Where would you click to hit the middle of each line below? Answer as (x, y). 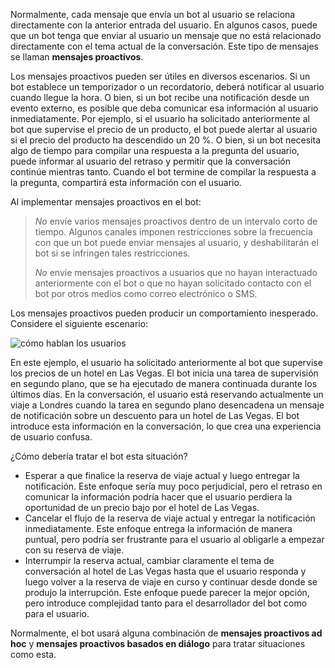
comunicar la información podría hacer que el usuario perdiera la (158, 497)
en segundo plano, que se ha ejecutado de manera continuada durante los (164, 383)
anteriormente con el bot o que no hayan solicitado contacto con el (173, 283)
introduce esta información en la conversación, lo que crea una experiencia (166, 426)
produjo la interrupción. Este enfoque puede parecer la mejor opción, (167, 592)
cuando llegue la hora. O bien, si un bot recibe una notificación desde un (160, 97)
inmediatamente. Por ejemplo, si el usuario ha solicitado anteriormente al (160, 118)
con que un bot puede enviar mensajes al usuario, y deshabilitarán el (176, 242)
